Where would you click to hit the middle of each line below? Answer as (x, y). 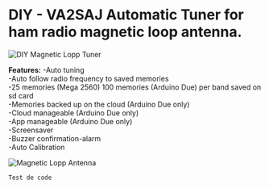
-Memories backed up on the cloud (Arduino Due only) (99, 104)
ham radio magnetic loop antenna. (125, 32)
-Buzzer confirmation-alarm (55, 138)
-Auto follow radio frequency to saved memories (89, 78)
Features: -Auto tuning (46, 69)
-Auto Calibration (37, 147)
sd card (21, 95)
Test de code (30, 178)
